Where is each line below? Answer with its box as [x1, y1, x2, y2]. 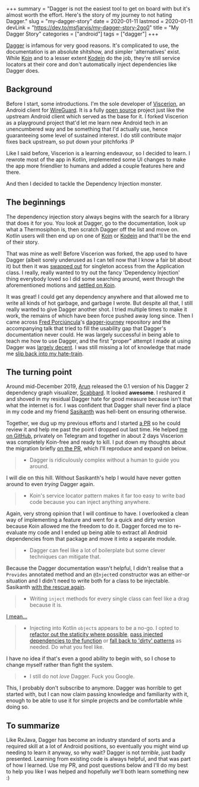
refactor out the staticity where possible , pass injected [29, 631, 163, 638]
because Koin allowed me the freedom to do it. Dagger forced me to [6, 523, 173, 530]
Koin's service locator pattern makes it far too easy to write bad [29, 492, 185, 499]
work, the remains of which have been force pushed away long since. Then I [6, 312, 194, 319]
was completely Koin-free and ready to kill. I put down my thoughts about [6, 438, 186, 446]
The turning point [6, 367, 72, 377]
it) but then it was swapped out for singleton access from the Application [6, 262, 185, 269]
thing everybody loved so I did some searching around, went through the [6, 275, 185, 282]
